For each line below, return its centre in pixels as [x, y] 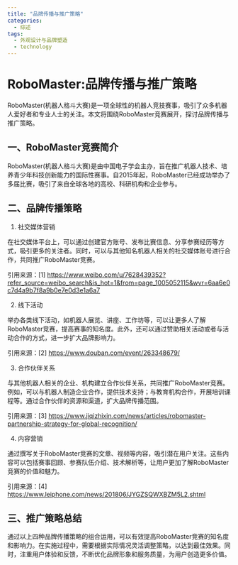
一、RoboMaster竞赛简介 [63, 147]
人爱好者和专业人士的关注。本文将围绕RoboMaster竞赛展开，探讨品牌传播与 [118, 114]
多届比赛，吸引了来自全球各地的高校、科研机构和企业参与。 [94, 183]
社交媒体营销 [36, 226]
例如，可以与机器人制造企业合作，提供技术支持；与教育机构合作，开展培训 [116, 392]
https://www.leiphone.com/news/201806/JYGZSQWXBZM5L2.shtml [107, 494]
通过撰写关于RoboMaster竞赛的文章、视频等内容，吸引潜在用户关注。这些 [115, 453]
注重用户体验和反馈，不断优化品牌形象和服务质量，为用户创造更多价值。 [125, 554]
